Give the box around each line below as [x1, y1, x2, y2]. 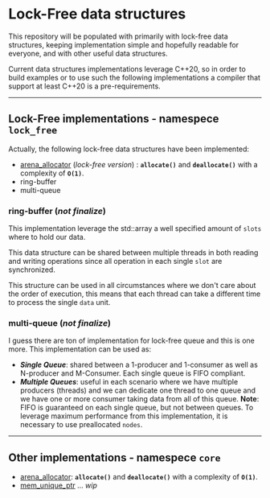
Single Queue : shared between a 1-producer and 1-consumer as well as [19, 360, 259, 370]
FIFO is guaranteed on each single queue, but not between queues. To [19, 403, 254, 413]
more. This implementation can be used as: [8, 344, 151, 354]
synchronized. [8, 265, 56, 274]
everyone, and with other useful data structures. [8, 48, 168, 58]
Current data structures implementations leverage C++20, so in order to [8, 64, 247, 73]
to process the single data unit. [8, 298, 111, 307]
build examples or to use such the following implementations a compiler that [8, 72, 261, 82]
